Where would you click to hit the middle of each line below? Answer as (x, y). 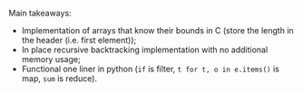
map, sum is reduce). (59, 79)
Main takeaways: (40, 13)
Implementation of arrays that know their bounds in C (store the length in (157, 30)
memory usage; (51, 59)
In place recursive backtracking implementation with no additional (145, 50)
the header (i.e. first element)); (79, 40)
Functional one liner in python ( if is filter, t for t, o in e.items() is (151, 69)
